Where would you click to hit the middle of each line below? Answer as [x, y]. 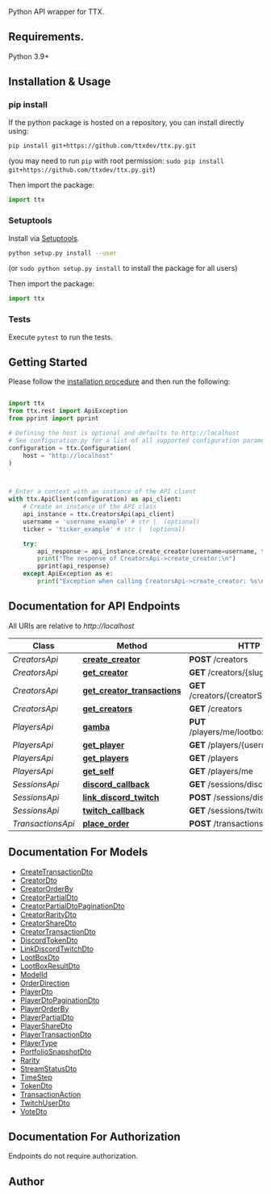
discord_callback [116, 784]
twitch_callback [114, 810]
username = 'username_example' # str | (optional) [111, 522]
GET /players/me [221, 771]
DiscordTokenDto [49, 940]
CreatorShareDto [48, 923]
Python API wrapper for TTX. [56, 12]
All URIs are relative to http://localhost [71, 626]
